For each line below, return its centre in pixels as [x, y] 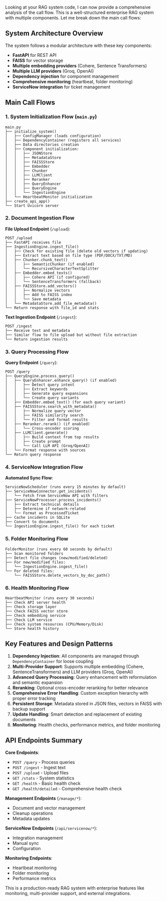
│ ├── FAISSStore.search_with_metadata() [51, 407]
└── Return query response [33, 455]
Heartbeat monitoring [34, 868]
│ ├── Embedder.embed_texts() [39, 273]
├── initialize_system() [31, 132]
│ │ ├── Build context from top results [52, 437]
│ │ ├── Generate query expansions [47, 394]
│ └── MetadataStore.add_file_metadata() [51, 303]
